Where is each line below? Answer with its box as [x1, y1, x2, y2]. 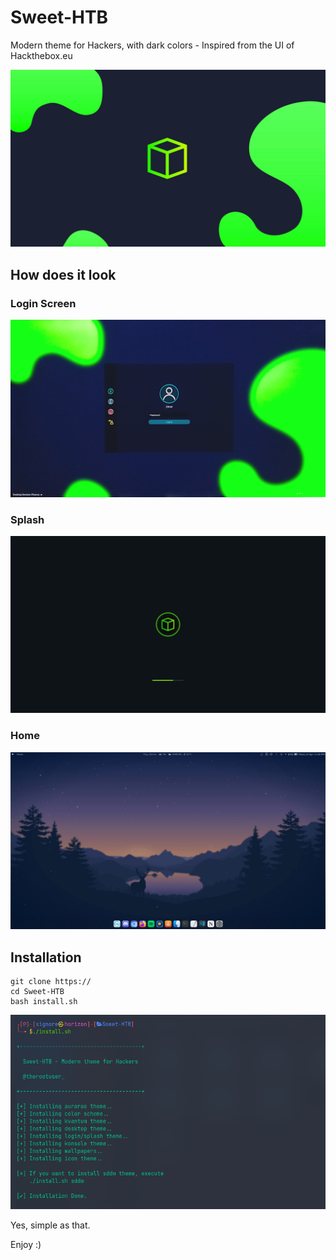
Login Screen [10, 296, 77, 310]
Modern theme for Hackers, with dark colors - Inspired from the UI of [10, 39, 295, 51]
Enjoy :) [10, 1239, 42, 1251]
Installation [10, 949, 82, 966]
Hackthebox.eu [10, 49, 73, 61]
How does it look [10, 266, 117, 283]
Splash [10, 512, 45, 526]
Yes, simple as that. [10, 1219, 91, 1231]
